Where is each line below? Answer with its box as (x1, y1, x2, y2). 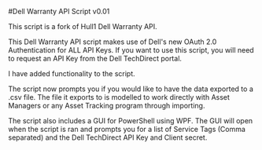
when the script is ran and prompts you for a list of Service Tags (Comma (8, 125, 246, 134)
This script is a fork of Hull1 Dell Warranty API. (8, 22, 157, 31)
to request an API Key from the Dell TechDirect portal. (8, 54, 183, 63)
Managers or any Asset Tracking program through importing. (8, 101, 205, 110)
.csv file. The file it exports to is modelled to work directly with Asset (8, 93, 231, 101)
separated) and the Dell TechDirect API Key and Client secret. (8, 133, 208, 142)
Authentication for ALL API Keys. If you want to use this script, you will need (8, 46, 254, 54)
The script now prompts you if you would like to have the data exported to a (8, 84, 253, 93)
